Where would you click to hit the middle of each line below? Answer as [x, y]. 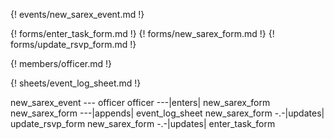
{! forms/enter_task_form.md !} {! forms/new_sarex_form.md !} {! [142, 33]
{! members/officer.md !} [61, 63]
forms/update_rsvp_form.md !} [73, 44]
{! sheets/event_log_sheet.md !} [76, 83]
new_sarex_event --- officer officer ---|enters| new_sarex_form [140, 102]
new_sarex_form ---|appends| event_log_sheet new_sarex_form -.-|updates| [167, 113]
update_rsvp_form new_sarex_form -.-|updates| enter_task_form [143, 123]
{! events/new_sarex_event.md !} [77, 14]
